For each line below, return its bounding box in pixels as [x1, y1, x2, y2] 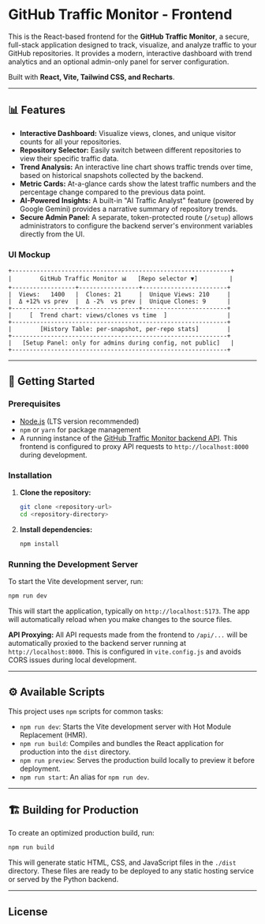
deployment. [19, 764, 61, 773]
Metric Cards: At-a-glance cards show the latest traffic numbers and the [19, 179, 256, 188]
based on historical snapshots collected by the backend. [19, 170, 203, 179]
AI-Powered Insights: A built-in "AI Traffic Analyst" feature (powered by [19, 195, 254, 205]
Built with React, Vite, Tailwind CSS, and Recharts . [8, 72, 175, 81]
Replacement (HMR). [19, 730, 88, 740]
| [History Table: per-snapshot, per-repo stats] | [8, 326, 231, 334]
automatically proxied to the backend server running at [8, 638, 187, 647]
